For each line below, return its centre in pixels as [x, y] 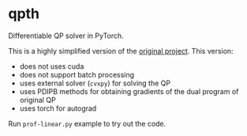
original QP [38, 100]
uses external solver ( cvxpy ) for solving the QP [95, 83]
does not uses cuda [52, 66]
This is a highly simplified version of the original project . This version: [121, 51]
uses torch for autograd [58, 108]
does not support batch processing [77, 74]
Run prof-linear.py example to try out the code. [87, 123]
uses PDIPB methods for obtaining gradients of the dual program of [129, 91]
